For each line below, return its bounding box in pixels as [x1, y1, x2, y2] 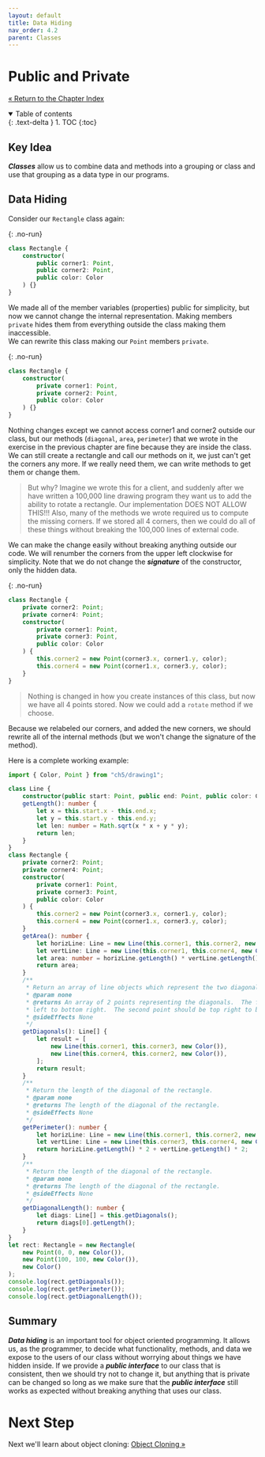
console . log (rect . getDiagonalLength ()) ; [8, 1292, 144, 1300]
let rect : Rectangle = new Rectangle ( [8, 1241, 136, 1249]
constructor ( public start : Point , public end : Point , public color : [22, 793, 252, 800]
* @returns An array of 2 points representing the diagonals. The [25, 998, 252, 1006]
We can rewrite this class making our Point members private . [8, 336, 209, 346]
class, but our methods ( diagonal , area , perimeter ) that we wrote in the [8, 434, 238, 444]
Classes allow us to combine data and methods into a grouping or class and [8, 161, 256, 171]
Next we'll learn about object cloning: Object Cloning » [8, 1440, 186, 1449]
